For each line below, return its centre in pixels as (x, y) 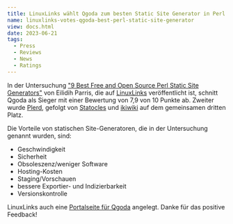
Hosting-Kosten (40, 171)
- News (23, 59)
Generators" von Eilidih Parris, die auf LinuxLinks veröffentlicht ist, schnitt (112, 93)
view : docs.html (31, 26)
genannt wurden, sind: (39, 136)
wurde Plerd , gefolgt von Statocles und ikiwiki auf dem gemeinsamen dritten (116, 107)
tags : (15, 40)
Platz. (15, 115)
